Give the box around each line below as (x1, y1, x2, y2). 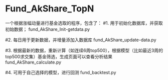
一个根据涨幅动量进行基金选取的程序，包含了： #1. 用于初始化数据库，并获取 (5, 20, 163, 26)
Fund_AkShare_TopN (5, 3, 94, 14)
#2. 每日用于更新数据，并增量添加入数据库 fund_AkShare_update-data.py (5, 37, 156, 43)
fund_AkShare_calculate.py (5, 59, 62, 65)
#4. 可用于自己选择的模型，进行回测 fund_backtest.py (5, 69, 116, 75)
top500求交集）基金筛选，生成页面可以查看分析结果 (5, 53, 113, 60)
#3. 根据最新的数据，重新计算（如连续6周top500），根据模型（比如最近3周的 (5, 47, 163, 53)
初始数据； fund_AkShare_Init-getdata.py (5, 26, 90, 32)
